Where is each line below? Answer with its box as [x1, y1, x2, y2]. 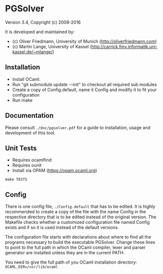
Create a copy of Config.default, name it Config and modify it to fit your [12, 87, 157, 93]
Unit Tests [5, 144, 37, 152]
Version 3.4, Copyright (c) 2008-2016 [5, 19, 81, 25]
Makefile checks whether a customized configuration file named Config [5, 219, 150, 225]
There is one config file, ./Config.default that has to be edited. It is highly [5, 204, 156, 209]
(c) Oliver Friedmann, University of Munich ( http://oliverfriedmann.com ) [12, 38, 157, 44]
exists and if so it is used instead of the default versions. [5, 225, 119, 231]
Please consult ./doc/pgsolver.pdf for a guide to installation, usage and [5, 124, 151, 131]
